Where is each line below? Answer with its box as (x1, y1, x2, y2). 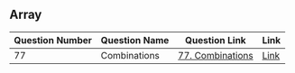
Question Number (14, 33, 93, 46)
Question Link (184, 33, 246, 46)
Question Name (100, 33, 170, 46)
